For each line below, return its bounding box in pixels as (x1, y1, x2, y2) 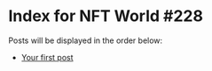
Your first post (20, 52, 74, 62)
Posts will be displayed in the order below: (8, 35, 163, 46)
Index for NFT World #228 (8, 6, 203, 26)
